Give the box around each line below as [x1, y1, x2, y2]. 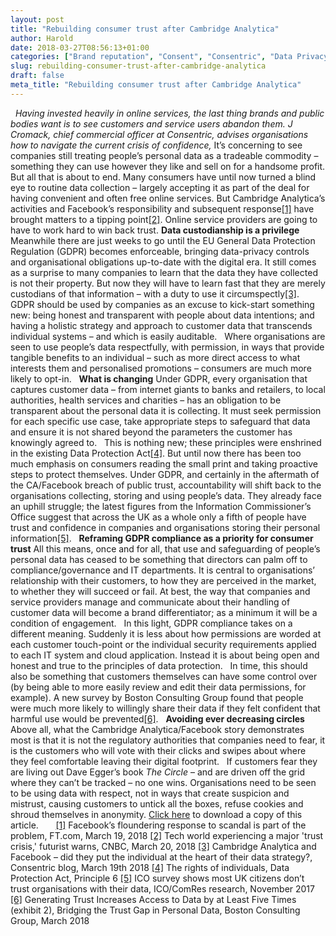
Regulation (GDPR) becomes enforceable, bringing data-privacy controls [10, 245, 310, 257]
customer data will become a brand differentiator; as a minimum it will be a [10, 606, 318, 618]
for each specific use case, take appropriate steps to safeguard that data [10, 415, 311, 427]
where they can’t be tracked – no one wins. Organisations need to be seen [10, 776, 317, 788]
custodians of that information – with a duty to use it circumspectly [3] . [10, 287, 300, 300]
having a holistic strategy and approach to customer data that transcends [10, 319, 313, 331]
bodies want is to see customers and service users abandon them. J [10, 117, 293, 130]
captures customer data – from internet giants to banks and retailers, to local [10, 383, 326, 395]
